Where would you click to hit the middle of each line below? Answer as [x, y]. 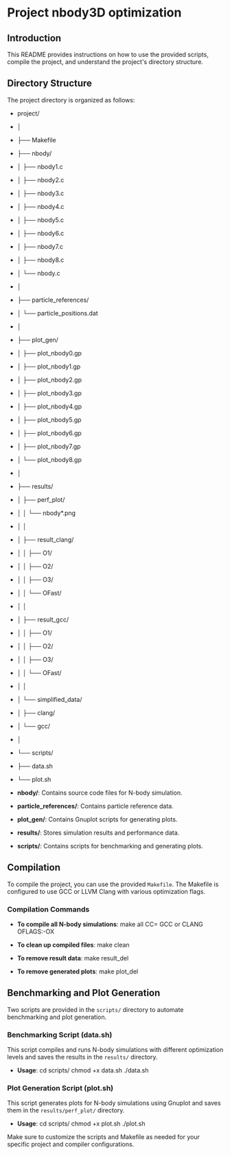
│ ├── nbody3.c [41, 193]
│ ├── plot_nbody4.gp [49, 406]
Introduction [34, 38]
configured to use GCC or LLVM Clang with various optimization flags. [106, 891]
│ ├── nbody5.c [40, 220]
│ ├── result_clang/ [45, 539]
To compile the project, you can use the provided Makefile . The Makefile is [113, 884]
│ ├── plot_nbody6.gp [49, 433]
